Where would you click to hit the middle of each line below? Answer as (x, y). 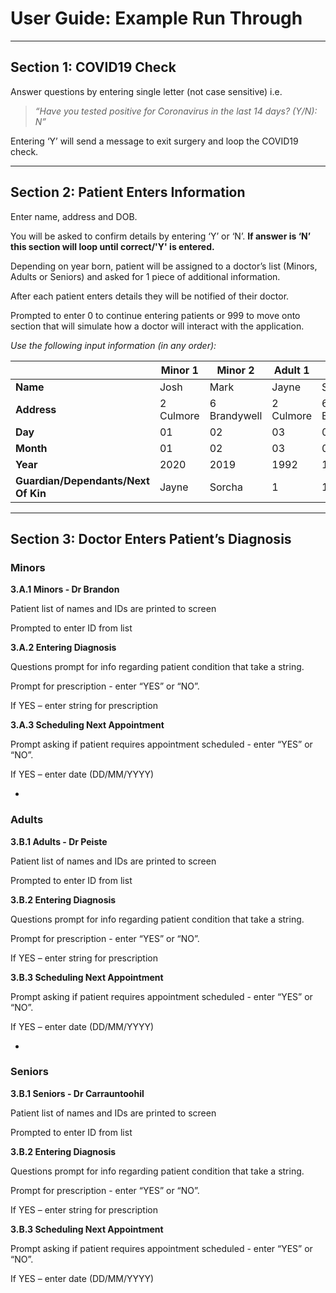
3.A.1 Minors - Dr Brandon (65, 589)
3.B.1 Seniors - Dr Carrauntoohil (77, 1093)
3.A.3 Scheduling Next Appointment (87, 725)
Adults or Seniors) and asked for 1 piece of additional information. (145, 276)
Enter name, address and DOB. (74, 216)
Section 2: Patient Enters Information (128, 192)
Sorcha (226, 487)
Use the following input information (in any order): (113, 345)
